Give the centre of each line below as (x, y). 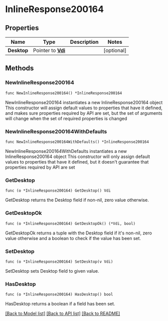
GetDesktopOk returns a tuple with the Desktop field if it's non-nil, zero (78, 233)
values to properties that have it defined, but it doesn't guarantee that (77, 162)
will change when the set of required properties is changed (66, 118)
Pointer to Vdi (49, 50)
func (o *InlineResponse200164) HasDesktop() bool (59, 295)
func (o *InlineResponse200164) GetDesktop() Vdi (58, 191)
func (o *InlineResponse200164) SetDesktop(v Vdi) (59, 262)
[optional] (115, 50)
